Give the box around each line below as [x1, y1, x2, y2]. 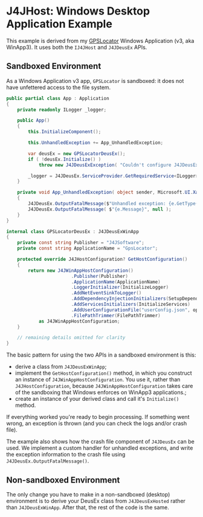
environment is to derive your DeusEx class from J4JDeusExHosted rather [6, 497, 186, 504]
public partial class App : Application [6, 95, 110, 101]
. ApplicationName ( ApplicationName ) [71, 278, 161, 285]
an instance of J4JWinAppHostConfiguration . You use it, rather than [14, 376, 181, 383]
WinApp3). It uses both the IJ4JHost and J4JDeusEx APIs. [6, 44, 147, 51]
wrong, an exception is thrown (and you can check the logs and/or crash [6, 420, 187, 427]
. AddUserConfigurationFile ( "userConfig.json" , [71, 307, 190, 313]
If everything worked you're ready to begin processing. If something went [6, 413, 190, 421]
